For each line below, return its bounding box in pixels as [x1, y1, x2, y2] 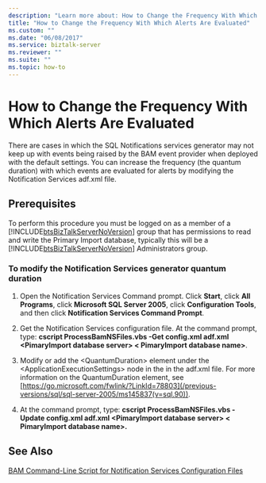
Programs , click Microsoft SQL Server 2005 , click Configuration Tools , [19, 299, 256, 309]
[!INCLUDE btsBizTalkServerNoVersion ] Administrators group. [8, 243, 208, 253]
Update [19, 413, 45, 423]
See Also [8, 445, 53, 458]
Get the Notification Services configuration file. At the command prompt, [19, 323, 258, 333]
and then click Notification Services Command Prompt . [19, 308, 205, 317]
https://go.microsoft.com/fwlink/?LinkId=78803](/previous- [22, 381, 217, 390]
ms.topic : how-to [8, 63, 66, 71]
